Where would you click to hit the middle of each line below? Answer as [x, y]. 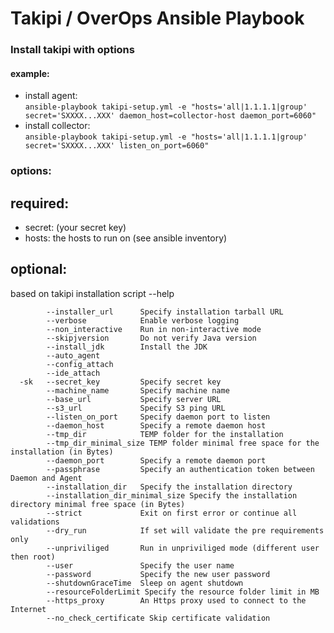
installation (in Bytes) [62, 452]
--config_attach [80, 364]
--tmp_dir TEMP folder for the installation [165, 434]
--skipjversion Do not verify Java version [151, 338]
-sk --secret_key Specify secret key [120, 382]
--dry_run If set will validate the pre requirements [185, 530]
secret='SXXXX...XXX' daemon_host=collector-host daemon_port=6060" [170, 116]
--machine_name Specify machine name [138, 390]
